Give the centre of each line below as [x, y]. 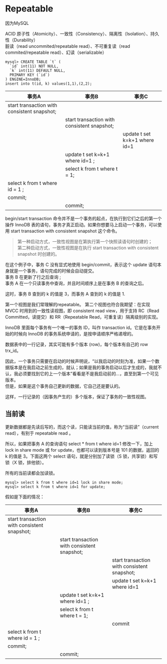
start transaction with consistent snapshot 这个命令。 [65, 231]
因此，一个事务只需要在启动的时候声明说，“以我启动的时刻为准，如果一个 [80, 361]
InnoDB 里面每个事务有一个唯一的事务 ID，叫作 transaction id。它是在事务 [81, 328]
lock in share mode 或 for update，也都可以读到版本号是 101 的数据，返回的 [82, 450]
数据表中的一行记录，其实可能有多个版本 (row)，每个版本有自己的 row [77, 344]
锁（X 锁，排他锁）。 [26, 462]
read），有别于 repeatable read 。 [39, 433]
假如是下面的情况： [25, 497]
